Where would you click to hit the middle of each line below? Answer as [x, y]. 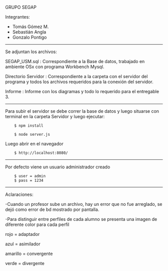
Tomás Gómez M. [30, 27]
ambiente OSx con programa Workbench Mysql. [55, 67]
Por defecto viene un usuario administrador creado [58, 167]
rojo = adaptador [22, 234]
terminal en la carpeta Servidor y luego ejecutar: [55, 116]
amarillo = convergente [29, 253]
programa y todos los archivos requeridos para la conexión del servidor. [79, 82]
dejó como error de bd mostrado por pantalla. [52, 209]
